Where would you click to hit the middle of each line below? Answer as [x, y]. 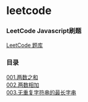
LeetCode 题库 [25, 45]
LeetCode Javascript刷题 [44, 31]
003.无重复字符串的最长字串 [42, 92]
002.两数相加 [23, 85]
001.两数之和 [22, 77]
